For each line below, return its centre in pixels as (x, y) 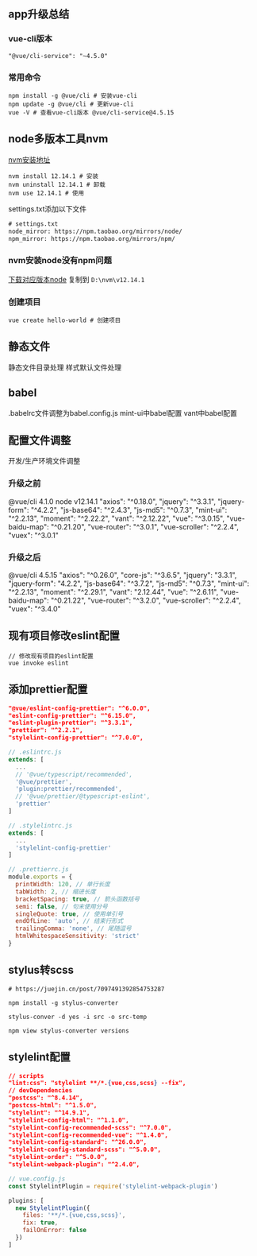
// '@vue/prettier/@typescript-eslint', (83, 797)
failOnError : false (55, 1231)
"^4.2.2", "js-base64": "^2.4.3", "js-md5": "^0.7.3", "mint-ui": (129, 510)
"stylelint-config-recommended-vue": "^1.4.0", (88, 1135)
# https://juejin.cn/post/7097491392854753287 (86, 989)
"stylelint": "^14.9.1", (49, 1113)
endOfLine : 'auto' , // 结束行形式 (69, 921)
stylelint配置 (39, 1057)
